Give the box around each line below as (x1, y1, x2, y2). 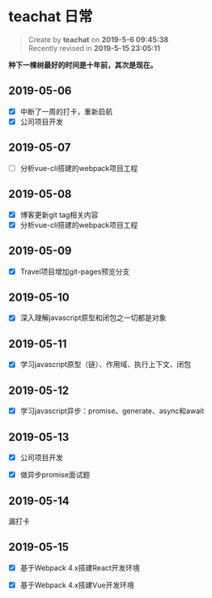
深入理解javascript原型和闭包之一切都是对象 (19, 313, 167, 322)
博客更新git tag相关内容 (19, 210, 99, 220)
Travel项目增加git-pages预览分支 (19, 267, 130, 276)
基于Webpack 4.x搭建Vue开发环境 (19, 580, 135, 590)
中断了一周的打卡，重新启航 (19, 106, 113, 116)
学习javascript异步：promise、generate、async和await (19, 406, 205, 416)
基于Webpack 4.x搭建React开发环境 (19, 562, 140, 572)
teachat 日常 (8, 7, 93, 26)
